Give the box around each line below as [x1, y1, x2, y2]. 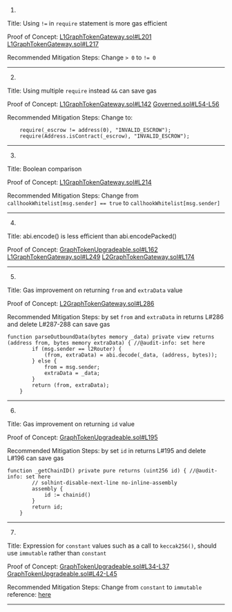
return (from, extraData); [32, 382, 110, 389]
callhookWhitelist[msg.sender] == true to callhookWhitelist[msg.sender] [7, 199, 221, 207]
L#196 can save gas [7, 454, 64, 462]
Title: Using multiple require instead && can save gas [7, 86, 157, 95]
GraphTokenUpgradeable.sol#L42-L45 [7, 570, 117, 577]
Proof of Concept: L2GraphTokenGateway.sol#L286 [7, 300, 155, 307]
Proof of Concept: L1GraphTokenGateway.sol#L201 [7, 32, 152, 41]
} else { [32, 358, 57, 365]
